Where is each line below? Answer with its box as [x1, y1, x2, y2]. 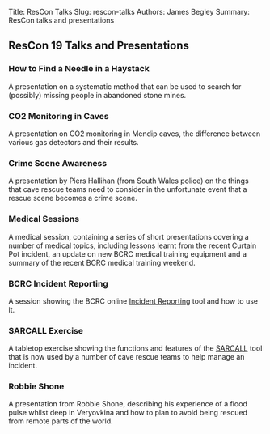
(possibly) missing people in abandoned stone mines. [8, 90, 187, 100]
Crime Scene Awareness [8, 157, 108, 168]
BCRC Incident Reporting [8, 278, 109, 289]
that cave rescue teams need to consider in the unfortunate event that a [8, 185, 247, 194]
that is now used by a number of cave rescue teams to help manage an [8, 352, 245, 362]
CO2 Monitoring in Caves [8, 110, 109, 121]
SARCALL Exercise [8, 325, 83, 336]
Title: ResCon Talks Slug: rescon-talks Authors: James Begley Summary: [8, 7, 251, 16]
